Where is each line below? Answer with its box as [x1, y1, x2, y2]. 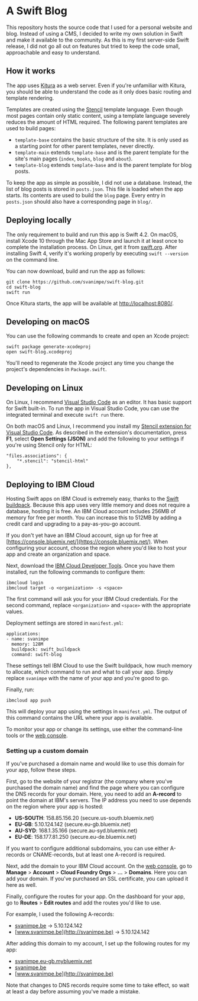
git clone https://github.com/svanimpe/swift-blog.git [6, 279, 144, 285]
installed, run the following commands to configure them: [6, 568, 145, 575]
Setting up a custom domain [6, 746, 89, 755]
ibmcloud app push [6, 697, 51, 703]
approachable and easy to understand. [6, 49, 100, 56]
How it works [6, 66, 56, 76]
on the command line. [6, 256, 59, 263]
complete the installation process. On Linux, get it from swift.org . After [6, 243, 177, 250]
